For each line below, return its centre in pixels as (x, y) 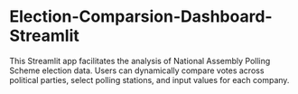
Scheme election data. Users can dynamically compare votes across (137, 70)
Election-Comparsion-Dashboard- (141, 17)
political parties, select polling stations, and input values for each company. (149, 80)
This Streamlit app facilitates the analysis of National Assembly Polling (140, 61)
